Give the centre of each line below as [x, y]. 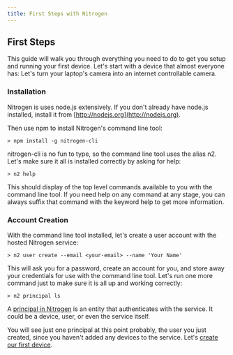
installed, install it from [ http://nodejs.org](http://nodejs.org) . [94, 114]
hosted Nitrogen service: [43, 242]
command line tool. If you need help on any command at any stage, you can [116, 194]
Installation [27, 92]
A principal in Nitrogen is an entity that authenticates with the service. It [110, 309]
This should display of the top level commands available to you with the [110, 187]
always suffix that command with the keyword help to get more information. [116, 202]
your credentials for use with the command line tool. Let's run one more [110, 276]
